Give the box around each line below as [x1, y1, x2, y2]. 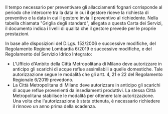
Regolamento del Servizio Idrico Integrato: [5, 51, 92, 57]
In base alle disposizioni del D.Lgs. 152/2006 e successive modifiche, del [5, 40, 156, 46]
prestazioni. [5, 31, 30, 36]
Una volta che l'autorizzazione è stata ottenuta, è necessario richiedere [12, 98, 160, 104]
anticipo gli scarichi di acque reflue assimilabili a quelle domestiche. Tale [12, 66, 163, 72]
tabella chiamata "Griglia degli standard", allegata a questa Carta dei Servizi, [5, 20, 163, 26]
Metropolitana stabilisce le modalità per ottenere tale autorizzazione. [12, 92, 154, 98]
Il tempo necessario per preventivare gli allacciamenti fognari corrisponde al [5, 4, 162, 10]
